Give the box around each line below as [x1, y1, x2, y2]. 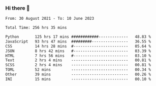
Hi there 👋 [5, 5, 30, 12]
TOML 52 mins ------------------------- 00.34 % [5, 67, 151, 72]
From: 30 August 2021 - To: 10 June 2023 [5, 16, 95, 21]
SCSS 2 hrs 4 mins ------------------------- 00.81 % [5, 63, 151, 68]
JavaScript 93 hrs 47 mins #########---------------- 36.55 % [5, 39, 151, 44]
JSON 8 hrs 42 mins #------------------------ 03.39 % [5, 48, 151, 54]
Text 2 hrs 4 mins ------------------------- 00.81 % [5, 58, 151, 63]
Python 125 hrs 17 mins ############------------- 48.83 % [5, 34, 151, 39]
